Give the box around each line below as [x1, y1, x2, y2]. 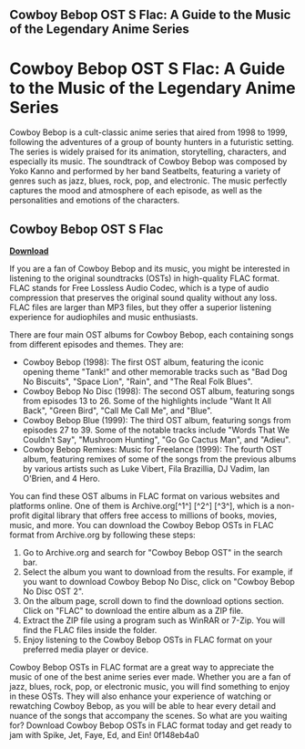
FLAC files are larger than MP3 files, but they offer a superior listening [9, 302, 271, 313]
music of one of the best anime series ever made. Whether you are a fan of [9, 671, 291, 682]
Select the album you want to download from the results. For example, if [22, 567, 293, 577]
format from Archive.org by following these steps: [9, 529, 196, 541]
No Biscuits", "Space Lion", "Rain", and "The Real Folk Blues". [22, 376, 253, 387]
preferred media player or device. [22, 644, 148, 655]
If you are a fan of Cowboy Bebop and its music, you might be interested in [9, 264, 290, 275]
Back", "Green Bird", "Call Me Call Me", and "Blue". [22, 405, 213, 416]
